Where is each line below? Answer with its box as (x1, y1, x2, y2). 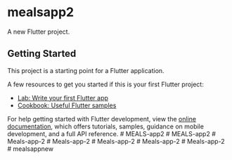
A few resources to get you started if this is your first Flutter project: (7, 80, 204, 88)
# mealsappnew (7, 145, 54, 153)
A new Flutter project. (7, 27, 70, 36)
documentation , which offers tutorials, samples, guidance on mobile (7, 122, 204, 131)
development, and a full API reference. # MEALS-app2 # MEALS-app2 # (7, 129, 217, 138)
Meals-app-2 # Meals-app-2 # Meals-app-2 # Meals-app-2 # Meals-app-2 (7, 137, 225, 145)
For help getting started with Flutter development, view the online (7, 114, 197, 123)
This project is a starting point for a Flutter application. (7, 66, 165, 74)
